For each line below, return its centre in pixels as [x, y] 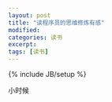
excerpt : [22, 45]
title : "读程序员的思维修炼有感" [56, 23]
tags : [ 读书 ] [28, 52]
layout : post [30, 15]
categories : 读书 [35, 37]
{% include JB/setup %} [47, 74]
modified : [24, 30]
